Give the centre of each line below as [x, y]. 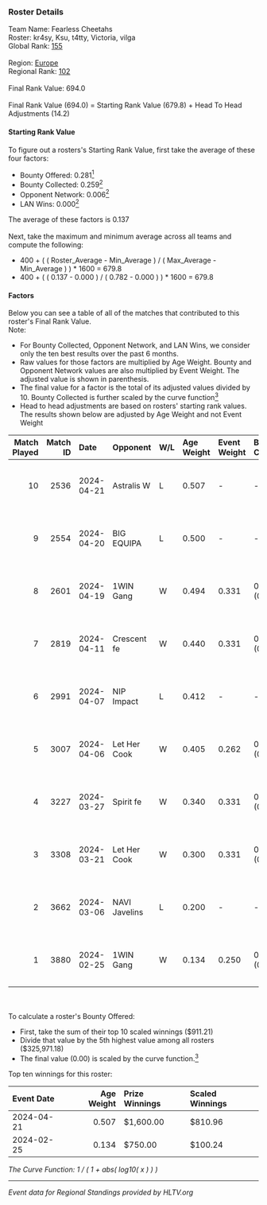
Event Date [33, 1098]
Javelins [128, 912]
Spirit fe [127, 802]
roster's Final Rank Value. [50, 321]
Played [25, 452]
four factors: [29, 158]
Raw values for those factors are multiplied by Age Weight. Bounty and [135, 362]
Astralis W [132, 485]
